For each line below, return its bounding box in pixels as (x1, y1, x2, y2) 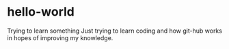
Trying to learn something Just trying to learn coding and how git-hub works (7, 27, 222, 35)
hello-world (7, 4, 75, 20)
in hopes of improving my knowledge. (7, 33, 113, 42)
